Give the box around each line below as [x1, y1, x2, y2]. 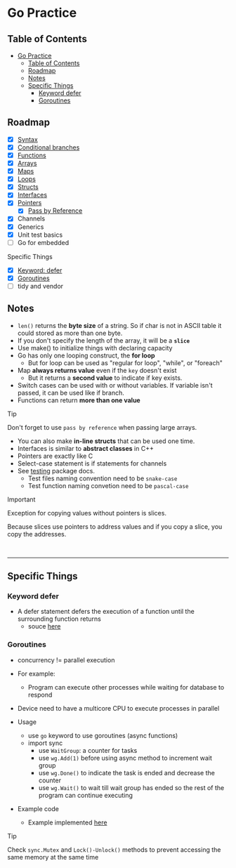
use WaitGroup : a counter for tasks [38, 746, 138, 754]
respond [27, 690, 53, 699]
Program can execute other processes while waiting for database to [27, 683, 225, 691]
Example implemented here [27, 818, 107, 827]
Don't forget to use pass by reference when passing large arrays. [7, 423, 197, 431]
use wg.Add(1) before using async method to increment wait [38, 754, 213, 762]
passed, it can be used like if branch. [17, 388, 125, 397]
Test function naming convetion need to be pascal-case [27, 481, 189, 489]
